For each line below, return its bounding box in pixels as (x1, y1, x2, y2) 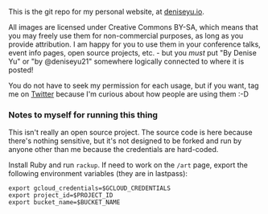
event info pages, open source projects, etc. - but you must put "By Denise (8, 48, 258, 57)
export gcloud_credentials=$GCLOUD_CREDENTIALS (8, 184, 171, 192)
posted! (8, 65, 34, 75)
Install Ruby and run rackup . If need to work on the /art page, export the (8, 160, 248, 170)
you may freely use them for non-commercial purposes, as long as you (8, 31, 244, 40)
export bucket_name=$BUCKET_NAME (8, 199, 121, 207)
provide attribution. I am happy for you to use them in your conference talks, (8, 39, 262, 49)
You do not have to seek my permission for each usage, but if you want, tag (8, 80, 259, 90)
